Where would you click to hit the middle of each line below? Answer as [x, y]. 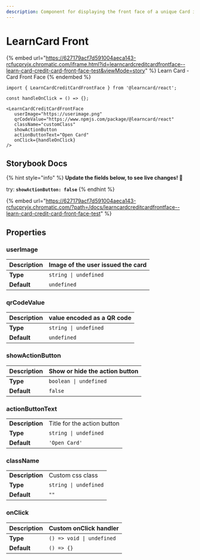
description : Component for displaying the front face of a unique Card [98, 12]
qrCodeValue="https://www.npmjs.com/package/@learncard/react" [94, 119]
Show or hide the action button [93, 371]
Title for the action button [84, 423]
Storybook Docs [37, 163]
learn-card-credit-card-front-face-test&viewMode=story [76, 70]
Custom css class [73, 475]
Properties [26, 233]
